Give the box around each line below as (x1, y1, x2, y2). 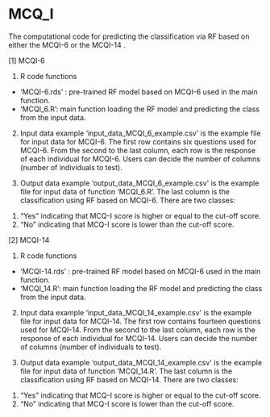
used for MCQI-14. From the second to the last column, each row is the (19, 324, 255, 335)
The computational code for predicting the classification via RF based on (8, 31, 250, 41)
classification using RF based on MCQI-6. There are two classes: (19, 195, 236, 205)
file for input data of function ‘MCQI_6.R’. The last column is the (19, 186, 231, 196)
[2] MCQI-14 (8, 235, 50, 244)
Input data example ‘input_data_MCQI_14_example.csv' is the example (19, 307, 252, 317)
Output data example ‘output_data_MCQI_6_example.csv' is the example (19, 178, 260, 188)
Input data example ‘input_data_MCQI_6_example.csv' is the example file (19, 128, 261, 138)
